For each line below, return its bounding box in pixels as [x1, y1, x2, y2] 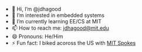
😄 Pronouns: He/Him [11, 33, 63, 40]
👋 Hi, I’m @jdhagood [11, 6, 62, 12]
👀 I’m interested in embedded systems [11, 12, 104, 19]
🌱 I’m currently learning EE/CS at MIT [11, 18, 102, 25]
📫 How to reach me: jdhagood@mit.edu [11, 25, 110, 32]
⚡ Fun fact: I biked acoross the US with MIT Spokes [11, 40, 136, 46]
